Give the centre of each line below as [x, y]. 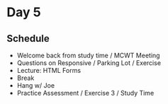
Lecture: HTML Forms [49, 70]
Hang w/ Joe [35, 85]
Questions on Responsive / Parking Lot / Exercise [89, 63]
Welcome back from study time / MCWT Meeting [88, 55]
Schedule [28, 39]
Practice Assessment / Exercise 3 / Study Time [85, 93]
